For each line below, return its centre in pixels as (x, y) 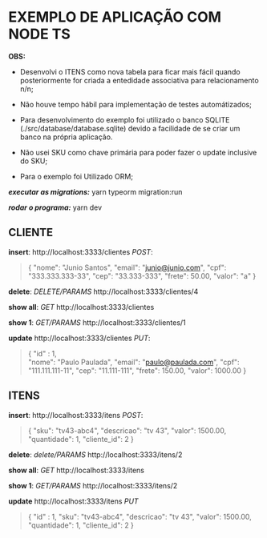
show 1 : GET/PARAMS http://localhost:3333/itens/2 (93, 485)
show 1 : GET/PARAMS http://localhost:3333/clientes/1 (97, 322)
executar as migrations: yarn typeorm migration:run (95, 191)
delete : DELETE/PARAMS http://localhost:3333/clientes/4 (103, 291)
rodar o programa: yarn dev (55, 207)
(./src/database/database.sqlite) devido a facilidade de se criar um (130, 128)
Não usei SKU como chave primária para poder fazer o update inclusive (138, 152)
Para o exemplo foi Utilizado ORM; (77, 176)
